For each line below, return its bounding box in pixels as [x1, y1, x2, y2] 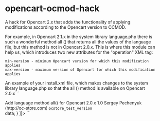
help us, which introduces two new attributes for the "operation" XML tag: [5, 49, 153, 55]
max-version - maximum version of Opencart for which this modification [5, 67, 156, 72]
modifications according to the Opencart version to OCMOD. [5, 24, 126, 30]
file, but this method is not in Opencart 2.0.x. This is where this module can [5, 44, 156, 50]
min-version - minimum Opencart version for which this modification [5, 59, 149, 63]
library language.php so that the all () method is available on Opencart [5, 85, 145, 91]
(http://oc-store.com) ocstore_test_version [5, 105, 92, 111]
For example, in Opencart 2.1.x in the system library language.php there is [5, 34, 153, 40]
